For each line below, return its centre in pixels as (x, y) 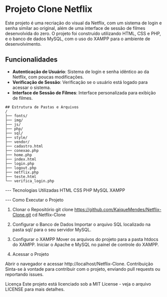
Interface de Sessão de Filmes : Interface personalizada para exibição (84, 92)
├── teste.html (21, 177)
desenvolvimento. (23, 44)
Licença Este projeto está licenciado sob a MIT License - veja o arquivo (78, 284)
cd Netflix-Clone (49, 215)
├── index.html (21, 159)
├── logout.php (21, 168)
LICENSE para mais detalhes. (35, 289)
